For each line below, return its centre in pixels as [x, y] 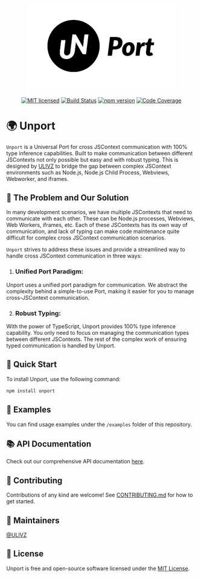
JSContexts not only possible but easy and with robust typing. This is [92, 159]
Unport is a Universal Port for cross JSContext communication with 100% [97, 147]
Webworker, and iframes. [37, 179]
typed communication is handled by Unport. [61, 346]
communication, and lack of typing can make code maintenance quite [93, 232]
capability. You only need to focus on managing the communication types [97, 333]
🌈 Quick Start [32, 365]
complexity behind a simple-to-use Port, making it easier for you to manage [100, 291]
